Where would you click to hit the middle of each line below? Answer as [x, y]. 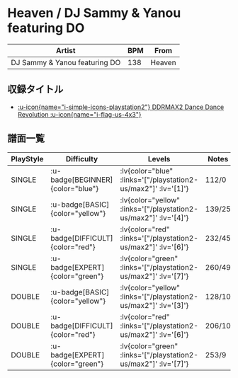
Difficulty [82, 159]
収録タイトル [35, 90]
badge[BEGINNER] [82, 180]
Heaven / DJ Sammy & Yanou [94, 13]
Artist [66, 50]
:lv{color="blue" [147, 171]
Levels [159, 159]
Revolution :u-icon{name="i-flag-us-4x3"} [79, 114]
